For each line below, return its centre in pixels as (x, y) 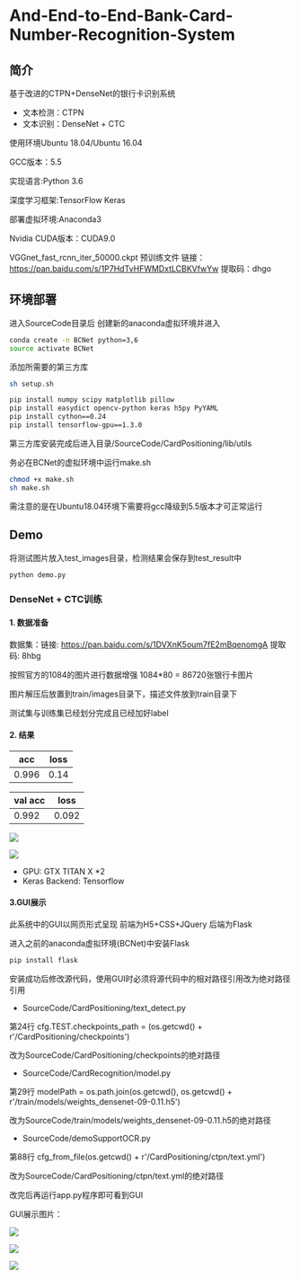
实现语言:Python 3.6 (46, 181)
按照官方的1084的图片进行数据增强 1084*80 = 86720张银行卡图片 (132, 674)
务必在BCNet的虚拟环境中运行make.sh (80, 462)
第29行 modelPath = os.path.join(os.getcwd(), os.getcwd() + (121, 1091)
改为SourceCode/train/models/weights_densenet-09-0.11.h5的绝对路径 (140, 1120)
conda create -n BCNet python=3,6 (74, 340)
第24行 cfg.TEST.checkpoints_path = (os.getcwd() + (106, 1026)
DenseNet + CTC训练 (56, 600)
